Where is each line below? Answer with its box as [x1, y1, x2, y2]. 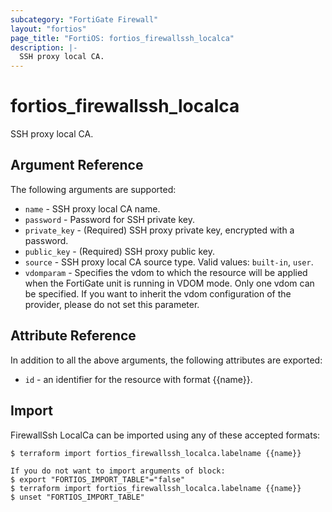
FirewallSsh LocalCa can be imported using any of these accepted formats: [10, 429, 321, 441]
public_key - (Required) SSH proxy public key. [24, 245, 215, 257]
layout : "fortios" [10, 24, 87, 34]
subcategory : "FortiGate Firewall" [10, 14, 159, 25]
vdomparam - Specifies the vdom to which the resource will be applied [24, 266, 308, 278]
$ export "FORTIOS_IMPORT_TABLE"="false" [10, 474, 186, 485]
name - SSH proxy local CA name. [24, 202, 161, 215]
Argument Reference [10, 157, 144, 174]
